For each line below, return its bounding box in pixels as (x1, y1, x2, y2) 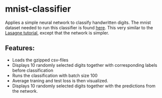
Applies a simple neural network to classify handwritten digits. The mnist (5, 20, 151, 25)
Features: (5, 44, 35, 52)
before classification (12, 67, 54, 73)
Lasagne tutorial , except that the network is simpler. (5, 30, 109, 36)
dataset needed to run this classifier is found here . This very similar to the (5, 24, 153, 30)
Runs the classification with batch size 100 (12, 72, 98, 78)
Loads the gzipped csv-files (12, 57, 69, 63)
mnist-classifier (5, 3, 71, 15)
